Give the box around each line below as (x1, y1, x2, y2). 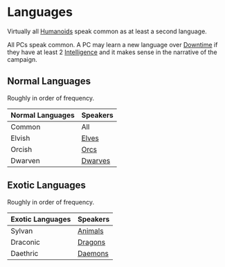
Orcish (10, 144, 33, 154)
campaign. (7, 55, 38, 63)
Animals (77, 226, 104, 236)
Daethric (10, 248, 39, 258)
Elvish (10, 133, 30, 143)
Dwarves (81, 155, 111, 165)
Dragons (77, 237, 106, 247)
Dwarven (10, 155, 40, 165)
